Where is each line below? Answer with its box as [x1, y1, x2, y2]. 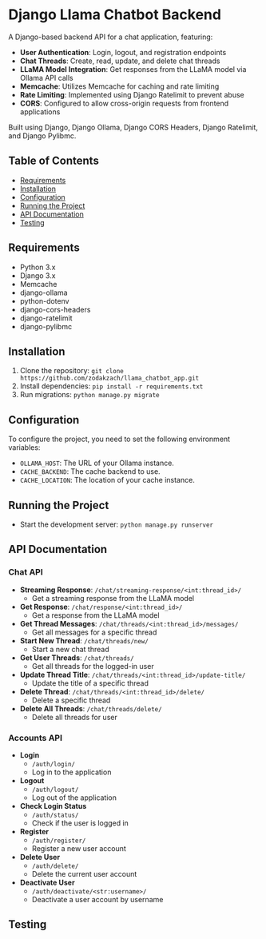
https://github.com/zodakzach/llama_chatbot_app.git [19, 374, 200, 383]
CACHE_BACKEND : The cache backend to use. [19, 467, 161, 476]
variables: [8, 443, 41, 452]
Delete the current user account [31, 869, 137, 878]
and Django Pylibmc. [8, 130, 77, 141]
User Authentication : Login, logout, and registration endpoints [19, 47, 227, 57]
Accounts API [8, 732, 62, 743]
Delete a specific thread [31, 695, 111, 705]
